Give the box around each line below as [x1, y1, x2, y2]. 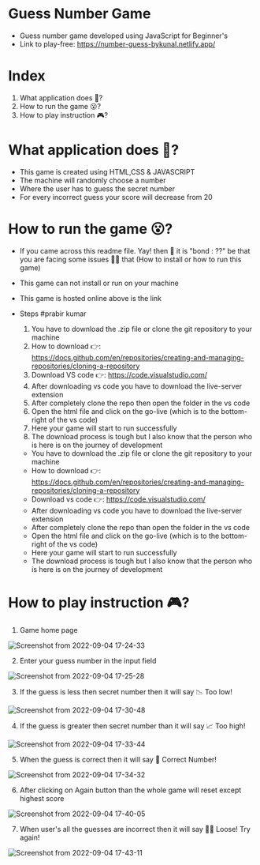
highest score [19, 793, 65, 803]
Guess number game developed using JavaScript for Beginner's [19, 31, 228, 40]
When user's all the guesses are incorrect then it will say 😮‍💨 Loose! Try [19, 824, 251, 833]
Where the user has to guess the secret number [19, 183, 176, 194]
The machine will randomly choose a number [19, 175, 167, 185]
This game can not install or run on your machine [19, 278, 179, 288]
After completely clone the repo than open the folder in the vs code [31, 522, 251, 532]
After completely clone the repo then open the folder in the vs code [31, 398, 251, 408]
